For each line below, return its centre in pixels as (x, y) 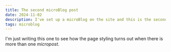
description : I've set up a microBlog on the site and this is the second (86, 19)
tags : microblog (22, 24)
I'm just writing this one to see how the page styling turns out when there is (84, 39)
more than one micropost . (32, 44)
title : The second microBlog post (42, 10)
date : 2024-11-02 (24, 15)
